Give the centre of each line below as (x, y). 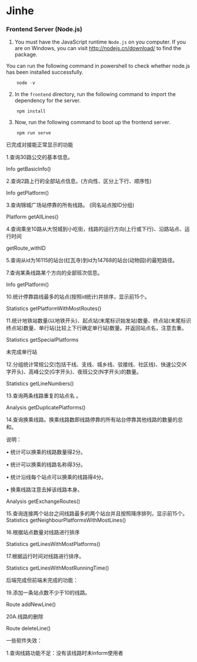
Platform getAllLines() (32, 217)
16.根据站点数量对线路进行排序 (43, 532)
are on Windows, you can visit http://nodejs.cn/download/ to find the (98, 48)
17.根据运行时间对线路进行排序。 (45, 556)
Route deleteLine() (29, 628)
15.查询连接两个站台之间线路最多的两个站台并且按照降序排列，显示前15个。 (97, 514)
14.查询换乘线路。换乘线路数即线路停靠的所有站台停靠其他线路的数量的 (92, 420)
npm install (31, 111)
